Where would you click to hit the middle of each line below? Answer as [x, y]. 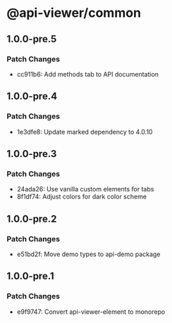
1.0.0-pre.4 [32, 96]
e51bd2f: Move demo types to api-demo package [88, 254]
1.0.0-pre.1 [30, 276]
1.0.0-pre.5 [32, 39]
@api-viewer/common [74, 13]
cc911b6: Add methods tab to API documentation [88, 74]
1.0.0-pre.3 [32, 154]
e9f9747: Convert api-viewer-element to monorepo [91, 312]
